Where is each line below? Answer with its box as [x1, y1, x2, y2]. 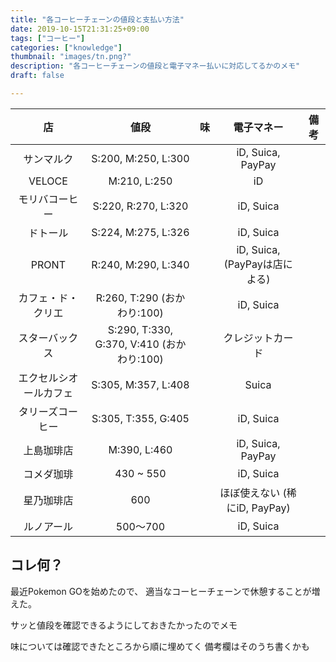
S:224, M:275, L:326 [91, 225, 190, 239]
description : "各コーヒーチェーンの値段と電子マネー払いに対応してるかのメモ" [10, 61, 301, 71]
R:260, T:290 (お [95, 291, 176, 305]
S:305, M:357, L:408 [91, 377, 190, 391]
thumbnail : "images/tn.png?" [10, 52, 132, 62]
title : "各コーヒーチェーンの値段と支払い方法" [10, 14, 185, 25]
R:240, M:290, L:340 [91, 257, 190, 271]
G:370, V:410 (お [94, 337, 177, 351]
